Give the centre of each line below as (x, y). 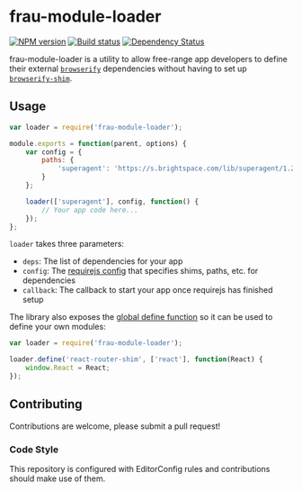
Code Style (34, 450)
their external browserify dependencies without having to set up (128, 68)
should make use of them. (58, 478)
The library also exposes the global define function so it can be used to (141, 317)
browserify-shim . (41, 77)
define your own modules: (58, 327)
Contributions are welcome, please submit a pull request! (115, 426)
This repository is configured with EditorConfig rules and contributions (140, 468)
